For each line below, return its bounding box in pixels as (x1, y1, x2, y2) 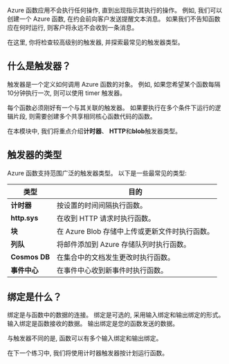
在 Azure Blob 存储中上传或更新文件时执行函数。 (56, 226, 214, 236)
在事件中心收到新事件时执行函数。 (56, 266, 168, 275)
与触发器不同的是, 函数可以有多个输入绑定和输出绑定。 (7, 334, 163, 343)
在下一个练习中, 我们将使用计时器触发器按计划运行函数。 (7, 349, 168, 357)
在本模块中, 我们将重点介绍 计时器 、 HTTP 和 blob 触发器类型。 (7, 127, 182, 135)
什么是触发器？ (7, 60, 71, 72)
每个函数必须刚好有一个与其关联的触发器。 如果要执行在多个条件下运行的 (7, 103, 215, 112)
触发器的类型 (7, 149, 62, 161)
